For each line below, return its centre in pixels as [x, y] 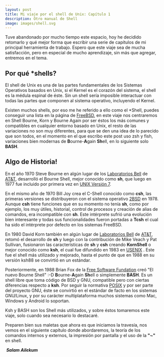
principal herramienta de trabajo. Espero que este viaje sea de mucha [75, 47]
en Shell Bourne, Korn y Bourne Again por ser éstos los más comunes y [77, 121]
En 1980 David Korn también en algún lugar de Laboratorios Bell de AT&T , [79, 234]
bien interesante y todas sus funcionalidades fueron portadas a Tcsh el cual [82, 219]
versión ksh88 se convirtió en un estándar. [48, 260]
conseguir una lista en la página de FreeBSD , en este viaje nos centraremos [81, 115]
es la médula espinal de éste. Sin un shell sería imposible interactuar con [78, 95]
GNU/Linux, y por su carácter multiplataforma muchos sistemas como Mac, [81, 295]
